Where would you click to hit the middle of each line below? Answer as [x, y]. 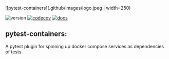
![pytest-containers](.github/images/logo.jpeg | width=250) [68, 8]
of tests [13, 52]
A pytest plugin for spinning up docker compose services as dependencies [85, 46]
